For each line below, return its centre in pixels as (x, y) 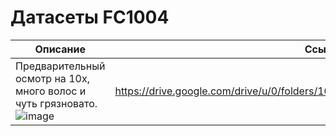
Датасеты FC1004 (90, 17)
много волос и (51, 91)
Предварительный (60, 66)
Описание (60, 49)
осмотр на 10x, (52, 78)
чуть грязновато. (56, 103)
